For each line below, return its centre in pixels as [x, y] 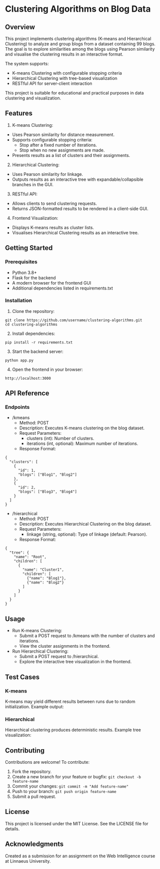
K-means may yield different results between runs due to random [70, 701]
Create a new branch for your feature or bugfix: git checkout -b [76, 777]
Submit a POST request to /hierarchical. [59, 657]
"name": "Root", [30, 557]
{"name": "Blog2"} [45, 583]
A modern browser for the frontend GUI [52, 283]
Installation [19, 301]
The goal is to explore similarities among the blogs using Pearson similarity [80, 49]
